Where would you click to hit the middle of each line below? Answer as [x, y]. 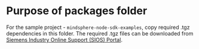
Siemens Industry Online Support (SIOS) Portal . [64, 40]
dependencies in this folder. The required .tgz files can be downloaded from [100, 33]
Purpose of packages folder [77, 11]
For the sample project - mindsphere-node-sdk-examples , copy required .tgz [98, 27]
